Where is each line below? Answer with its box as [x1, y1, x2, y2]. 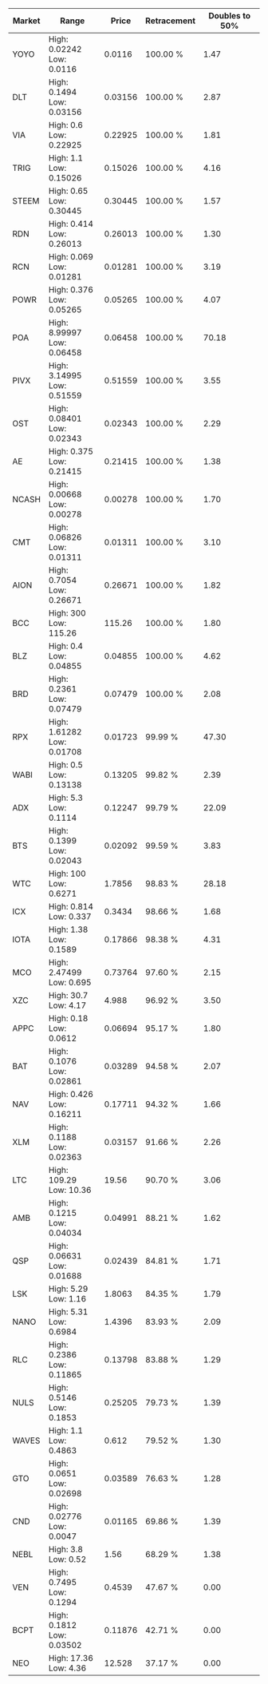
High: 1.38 [48, 924, 89, 935]
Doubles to [208, 10, 251, 21]
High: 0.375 [48, 446, 94, 457]
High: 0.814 [48, 901, 94, 912]
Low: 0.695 [48, 977, 92, 988]
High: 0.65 [48, 185, 89, 196]
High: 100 [48, 868, 86, 879]
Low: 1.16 [48, 1294, 87, 1304]
